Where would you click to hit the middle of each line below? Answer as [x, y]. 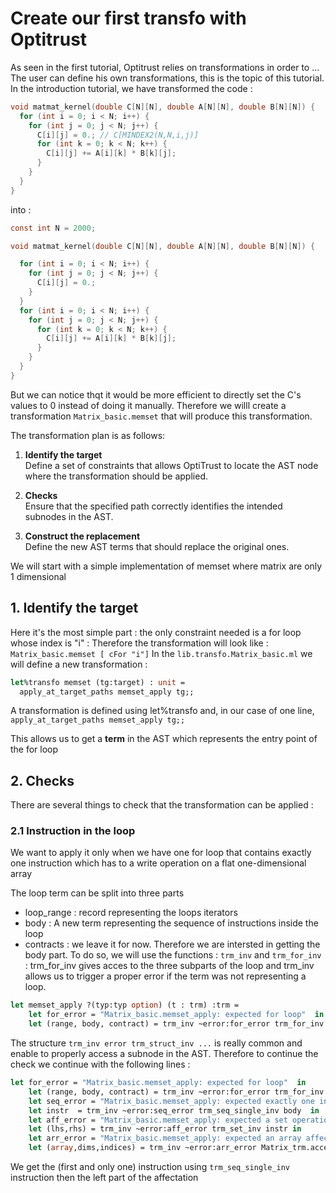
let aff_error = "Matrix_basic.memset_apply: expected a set [158, 1120]
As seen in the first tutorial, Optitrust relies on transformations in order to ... [165, 67]
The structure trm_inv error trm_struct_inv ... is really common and [156, 1043]
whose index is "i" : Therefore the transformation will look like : [139, 643]
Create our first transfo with [128, 18]
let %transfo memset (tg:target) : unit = [98, 682]
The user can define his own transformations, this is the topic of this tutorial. [167, 78]
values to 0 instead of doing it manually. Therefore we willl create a [148, 405]
